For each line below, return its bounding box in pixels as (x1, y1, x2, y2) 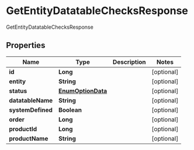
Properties (6, 40, 46, 50)
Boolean (58, 105, 82, 114)
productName (9, 134, 49, 142)
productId (9, 125, 37, 133)
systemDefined (9, 105, 53, 114)
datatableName (9, 96, 53, 104)
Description (113, 57, 146, 66)
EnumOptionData (58, 87, 108, 95)
